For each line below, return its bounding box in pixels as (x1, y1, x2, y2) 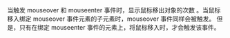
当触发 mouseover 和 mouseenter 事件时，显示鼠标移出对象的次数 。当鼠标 (7, 6, 221, 14)
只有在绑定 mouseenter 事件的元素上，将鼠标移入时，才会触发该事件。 (19, 23, 220, 31)
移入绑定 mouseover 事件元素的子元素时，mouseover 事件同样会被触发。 (7, 15, 215, 23)
